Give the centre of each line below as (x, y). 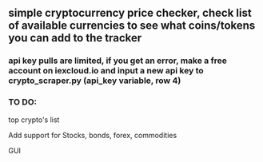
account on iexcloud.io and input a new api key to (106, 71)
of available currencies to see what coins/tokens (132, 26)
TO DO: (23, 102)
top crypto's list (34, 120)
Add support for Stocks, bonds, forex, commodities (93, 135)
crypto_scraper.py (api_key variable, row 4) (95, 81)
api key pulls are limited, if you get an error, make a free (118, 61)
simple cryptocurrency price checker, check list (130, 13)
